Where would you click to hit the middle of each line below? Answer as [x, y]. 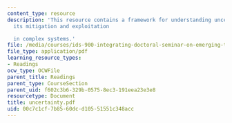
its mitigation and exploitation [61, 26]
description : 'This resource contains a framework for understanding [109, 20]
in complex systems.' [45, 38]
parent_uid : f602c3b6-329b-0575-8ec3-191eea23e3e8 [81, 90]
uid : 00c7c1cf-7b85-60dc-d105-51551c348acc [71, 109]
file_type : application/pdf [48, 52]
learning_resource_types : [44, 58]
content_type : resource [41, 13]
